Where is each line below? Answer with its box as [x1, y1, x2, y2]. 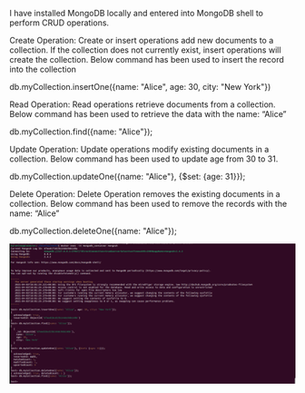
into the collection [9, 64, 77, 74]
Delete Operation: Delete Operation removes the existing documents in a [9, 189, 280, 199]
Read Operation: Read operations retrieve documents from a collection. [9, 99, 276, 110]
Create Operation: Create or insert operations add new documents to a [9, 35, 274, 45]
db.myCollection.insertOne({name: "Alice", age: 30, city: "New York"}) [9, 82, 271, 92]
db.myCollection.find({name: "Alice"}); [9, 126, 152, 137]
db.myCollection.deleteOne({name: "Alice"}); [9, 226, 177, 236]
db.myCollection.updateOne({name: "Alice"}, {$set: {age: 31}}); [9, 172, 246, 182]
